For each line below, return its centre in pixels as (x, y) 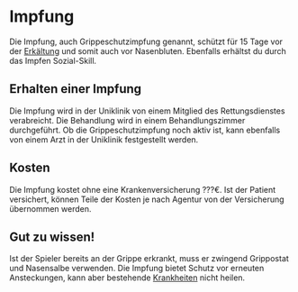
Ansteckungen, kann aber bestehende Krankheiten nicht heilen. (127, 278)
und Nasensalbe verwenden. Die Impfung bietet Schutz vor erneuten (137, 269)
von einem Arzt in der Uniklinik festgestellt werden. (104, 139)
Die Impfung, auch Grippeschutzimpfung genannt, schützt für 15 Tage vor (146, 41)
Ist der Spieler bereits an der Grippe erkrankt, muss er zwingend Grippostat (149, 259)
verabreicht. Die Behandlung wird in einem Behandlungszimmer (127, 120)
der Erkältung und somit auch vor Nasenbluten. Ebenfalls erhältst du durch (148, 50)
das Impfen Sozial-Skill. (53, 60)
